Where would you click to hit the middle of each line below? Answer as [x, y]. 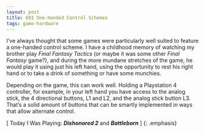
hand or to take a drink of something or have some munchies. [84, 74]
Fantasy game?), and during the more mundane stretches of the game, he [99, 60]
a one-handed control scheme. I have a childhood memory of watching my [100, 47]
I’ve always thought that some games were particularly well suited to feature [102, 41]
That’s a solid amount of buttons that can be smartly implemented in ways [99, 105]
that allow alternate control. [41, 112]
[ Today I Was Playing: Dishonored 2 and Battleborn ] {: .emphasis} [92, 123]
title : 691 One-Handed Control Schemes [57, 18]
